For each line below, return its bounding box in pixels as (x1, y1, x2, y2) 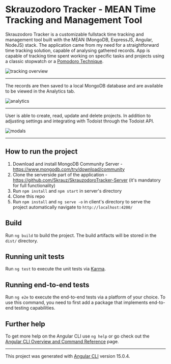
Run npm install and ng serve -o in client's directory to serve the (12, 198, 151, 204)
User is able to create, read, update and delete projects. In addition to (5, 112, 151, 118)
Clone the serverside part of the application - (12, 171, 108, 177)
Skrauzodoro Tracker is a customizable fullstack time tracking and (5, 31, 144, 37)
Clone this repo (12, 193, 45, 199)
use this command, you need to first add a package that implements (5, 299, 148, 306)
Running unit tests (5, 252, 65, 261)
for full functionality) (12, 182, 56, 189)
